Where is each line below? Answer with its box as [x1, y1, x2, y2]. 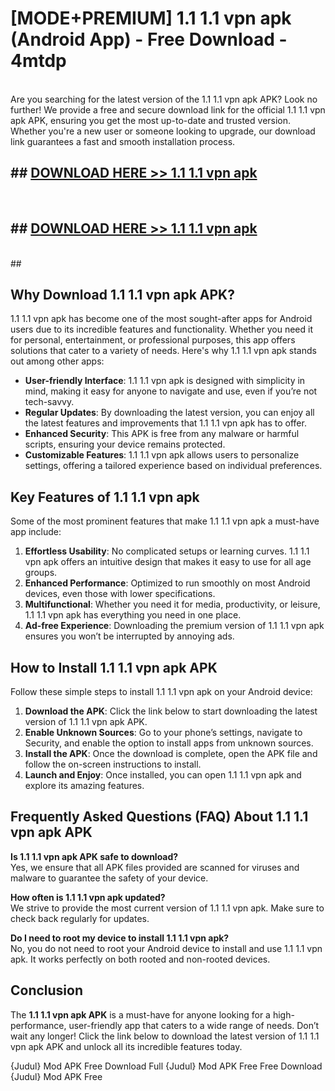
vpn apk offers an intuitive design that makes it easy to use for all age [24, 556, 312, 568]
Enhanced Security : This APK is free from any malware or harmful [24, 428, 300, 440]
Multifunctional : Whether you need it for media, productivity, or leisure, [24, 598, 321, 611]
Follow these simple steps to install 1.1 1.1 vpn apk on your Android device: [10, 686, 313, 697]
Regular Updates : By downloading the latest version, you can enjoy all [24, 407, 315, 419]
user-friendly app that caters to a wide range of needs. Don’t [68, 1019, 320, 1031]
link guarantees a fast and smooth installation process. [10, 135, 236, 147]
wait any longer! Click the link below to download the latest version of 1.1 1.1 [10, 1030, 320, 1042]
